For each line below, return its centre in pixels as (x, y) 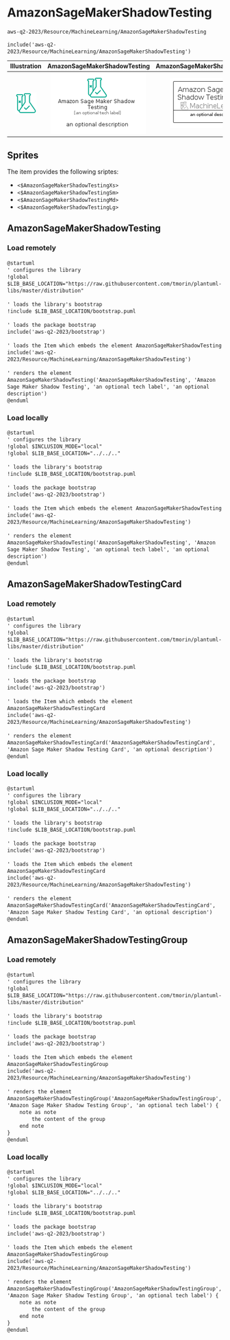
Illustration (26, 66)
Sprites (23, 155)
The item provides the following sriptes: (63, 172)
